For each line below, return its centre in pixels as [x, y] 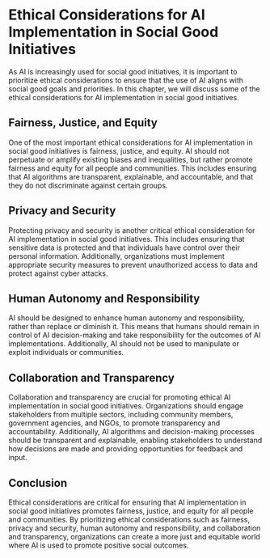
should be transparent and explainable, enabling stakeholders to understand [135, 440]
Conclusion [38, 483]
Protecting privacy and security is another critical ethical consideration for [132, 230]
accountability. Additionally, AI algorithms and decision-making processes [131, 432]
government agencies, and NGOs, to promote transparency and [114, 423]
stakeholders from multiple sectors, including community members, [121, 415]
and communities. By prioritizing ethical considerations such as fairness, [129, 520]
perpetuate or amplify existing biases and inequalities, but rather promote [131, 159]
